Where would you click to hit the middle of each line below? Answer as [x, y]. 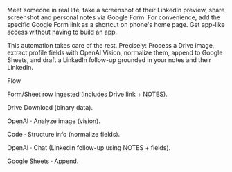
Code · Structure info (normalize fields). [64, 134]
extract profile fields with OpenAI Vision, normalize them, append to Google [115, 52]
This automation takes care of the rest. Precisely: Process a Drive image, [111, 45]
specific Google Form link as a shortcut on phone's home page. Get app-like [116, 25]
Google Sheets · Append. [43, 161]
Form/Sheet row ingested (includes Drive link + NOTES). [87, 94]
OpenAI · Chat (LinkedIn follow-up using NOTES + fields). [89, 147]
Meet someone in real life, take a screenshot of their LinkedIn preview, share [116, 10]
